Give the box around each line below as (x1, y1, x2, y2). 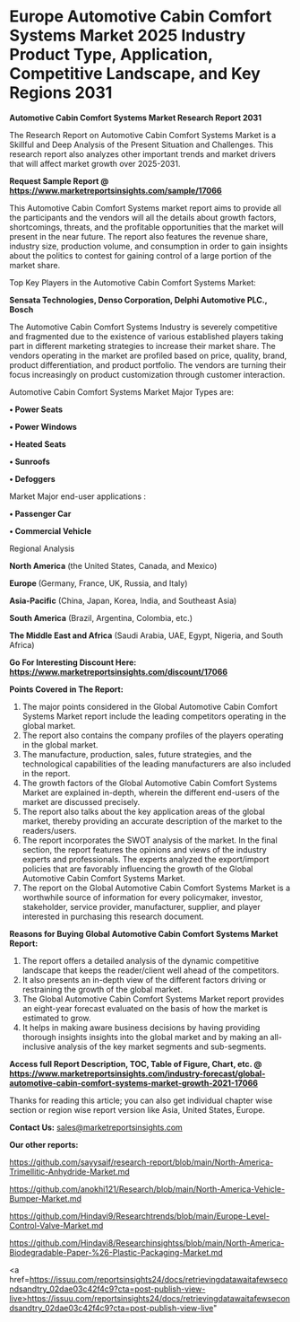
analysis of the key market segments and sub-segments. (56, 1041, 267, 1052)
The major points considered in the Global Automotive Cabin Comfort (21, 701, 278, 712)
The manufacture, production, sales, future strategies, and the (21, 749, 253, 759)
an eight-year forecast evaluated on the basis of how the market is (21, 1002, 269, 1013)
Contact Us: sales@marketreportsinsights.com (9, 1122, 184, 1133)
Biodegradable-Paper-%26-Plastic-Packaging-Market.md (9, 1247, 224, 1257)
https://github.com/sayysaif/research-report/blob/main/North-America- (9, 1156, 274, 1168)
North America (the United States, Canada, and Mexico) (9, 560, 218, 571)
